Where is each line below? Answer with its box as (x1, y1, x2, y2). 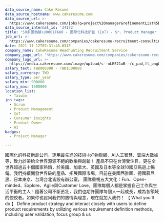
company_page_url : (5, 52, 42, 57)
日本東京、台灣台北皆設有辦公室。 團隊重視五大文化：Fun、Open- (13, 176, 146, 183)
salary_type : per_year (5, 75, 51, 80)
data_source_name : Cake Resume (5, 7, 69, 12)
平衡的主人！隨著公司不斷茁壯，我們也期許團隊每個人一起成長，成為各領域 (9, 188, 159, 195)
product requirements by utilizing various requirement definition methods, (5, 206, 154, 212)
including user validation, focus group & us (5, 211, 91, 217)
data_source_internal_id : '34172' (5, 25, 76, 30)
